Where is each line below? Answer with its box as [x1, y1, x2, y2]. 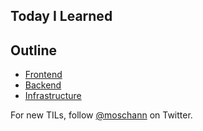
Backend [24, 79, 62, 91]
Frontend [24, 69, 63, 81]
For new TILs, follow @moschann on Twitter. [10, 109, 193, 121]
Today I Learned [10, 8, 113, 25]
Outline [10, 42, 57, 59]
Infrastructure [24, 90, 82, 102]
